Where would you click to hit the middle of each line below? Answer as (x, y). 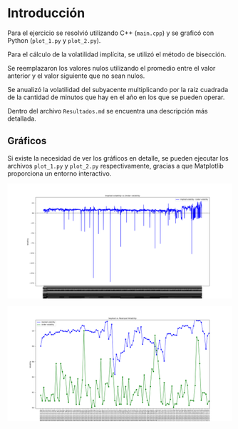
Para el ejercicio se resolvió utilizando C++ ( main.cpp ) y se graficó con (111, 33)
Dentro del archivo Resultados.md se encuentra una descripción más (108, 111)
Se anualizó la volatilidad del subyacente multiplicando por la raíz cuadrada (118, 89)
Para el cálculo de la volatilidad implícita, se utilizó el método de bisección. (117, 54)
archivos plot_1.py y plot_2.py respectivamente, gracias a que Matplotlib (116, 166)
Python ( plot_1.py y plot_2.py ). (54, 40)
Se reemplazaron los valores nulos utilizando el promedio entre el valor (112, 68)
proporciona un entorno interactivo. (59, 173)
